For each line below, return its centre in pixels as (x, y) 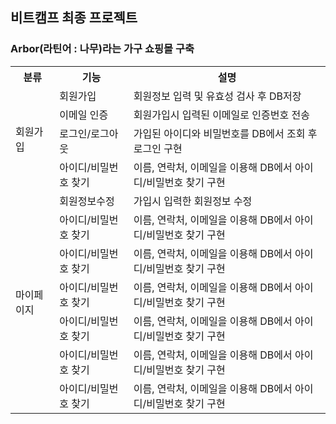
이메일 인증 (84, 115)
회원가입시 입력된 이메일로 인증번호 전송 (221, 115)
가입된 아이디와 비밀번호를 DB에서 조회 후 (225, 133)
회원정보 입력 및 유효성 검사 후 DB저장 (217, 96)
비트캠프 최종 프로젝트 (74, 18)
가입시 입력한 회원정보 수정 (193, 201)
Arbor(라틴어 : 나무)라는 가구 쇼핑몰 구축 (102, 49)
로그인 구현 (158, 148)
